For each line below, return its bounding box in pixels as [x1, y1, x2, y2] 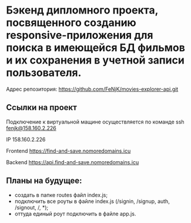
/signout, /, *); [14, 204, 49, 211]
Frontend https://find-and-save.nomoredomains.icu [6, 147, 131, 154]
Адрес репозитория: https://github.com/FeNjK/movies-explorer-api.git [6, 85, 179, 92]
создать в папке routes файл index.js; [14, 191, 108, 198]
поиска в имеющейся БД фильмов [6, 41, 185, 55]
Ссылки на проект [6, 102, 78, 112]
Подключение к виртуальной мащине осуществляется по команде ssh [6, 118, 185, 125]
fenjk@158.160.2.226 [6, 124, 57, 131]
